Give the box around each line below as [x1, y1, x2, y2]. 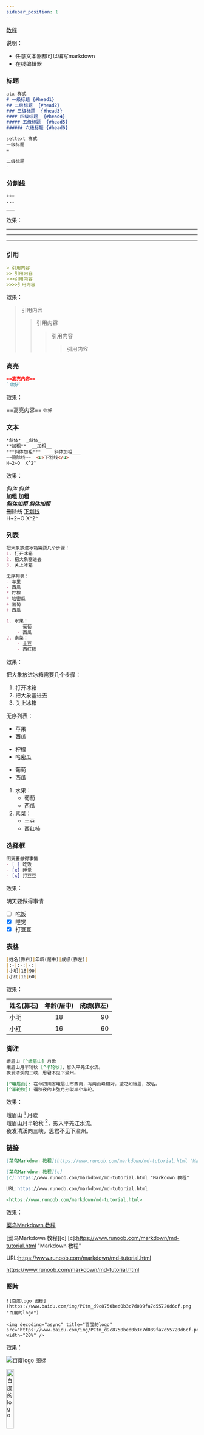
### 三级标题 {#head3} [6, 108, 63, 114]
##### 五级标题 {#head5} [6, 119, 69, 125]
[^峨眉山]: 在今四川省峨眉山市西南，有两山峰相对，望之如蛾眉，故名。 [6, 1081, 160, 1087]
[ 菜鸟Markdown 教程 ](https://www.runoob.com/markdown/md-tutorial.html [6, 1158, 188, 1164]
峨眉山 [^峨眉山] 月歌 [6, 1059, 56, 1065]
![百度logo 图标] [6, 1298, 47, 1304]
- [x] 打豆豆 [6, 872, 36, 879]
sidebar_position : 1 [6, 9, 59, 15]
